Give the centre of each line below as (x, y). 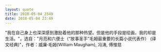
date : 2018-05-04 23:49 (29, 18)
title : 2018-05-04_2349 (29, 14)
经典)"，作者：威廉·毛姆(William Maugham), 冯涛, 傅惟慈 (65, 45)
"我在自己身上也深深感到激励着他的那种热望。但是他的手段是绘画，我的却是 (81, 33)
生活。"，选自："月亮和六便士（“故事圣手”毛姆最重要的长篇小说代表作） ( (79, 39)
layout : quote (19, 9)
